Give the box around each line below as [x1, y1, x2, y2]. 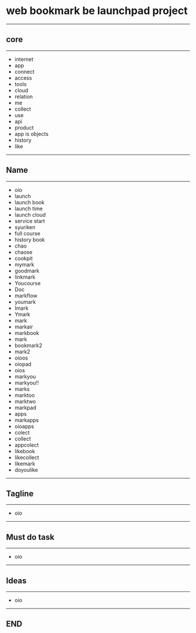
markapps [14, 416, 39, 423]
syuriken [14, 224, 36, 231]
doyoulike [14, 466, 38, 473]
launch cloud [14, 211, 46, 218]
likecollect [14, 454, 40, 461]
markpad [14, 404, 37, 411]
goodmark [14, 267, 40, 274]
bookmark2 [14, 341, 43, 349]
